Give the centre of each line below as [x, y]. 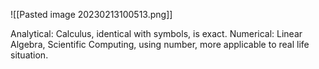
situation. [29, 55]
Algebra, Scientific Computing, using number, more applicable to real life [160, 44]
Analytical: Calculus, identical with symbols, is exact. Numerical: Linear [156, 33]
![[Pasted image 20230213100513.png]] [91, 14]
